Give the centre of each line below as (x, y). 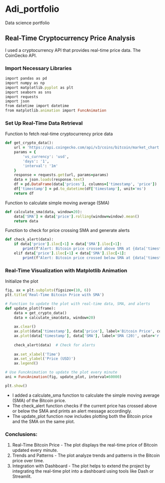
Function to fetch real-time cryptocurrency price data (59, 134)
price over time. (28, 461)
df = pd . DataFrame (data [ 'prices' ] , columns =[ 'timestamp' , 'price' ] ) (85, 184)
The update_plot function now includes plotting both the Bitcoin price (82, 416)
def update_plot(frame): (30, 308)
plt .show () (16, 386)
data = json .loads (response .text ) (49, 180)
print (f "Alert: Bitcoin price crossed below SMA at (77, 258)
